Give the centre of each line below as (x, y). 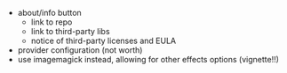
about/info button (49, 13)
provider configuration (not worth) (80, 50)
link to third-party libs (70, 31)
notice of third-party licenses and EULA (104, 40)
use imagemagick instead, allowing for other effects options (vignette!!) (148, 59)
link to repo (52, 22)
